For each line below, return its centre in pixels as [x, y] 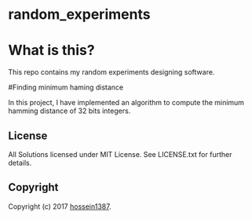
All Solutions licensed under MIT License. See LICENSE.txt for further [120, 154]
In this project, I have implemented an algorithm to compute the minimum [126, 103]
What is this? [52, 51]
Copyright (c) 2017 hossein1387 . [60, 206]
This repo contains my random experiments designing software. [111, 72]
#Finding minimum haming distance [66, 87]
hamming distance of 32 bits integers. [69, 111]
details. [20, 162]
